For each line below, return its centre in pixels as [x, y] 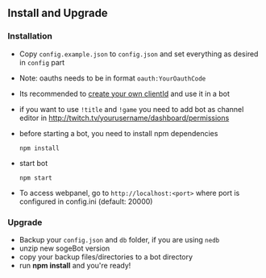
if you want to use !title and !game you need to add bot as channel [131, 109]
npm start [36, 178]
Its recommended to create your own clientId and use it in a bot [125, 93]
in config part [42, 62]
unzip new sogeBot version [64, 248]
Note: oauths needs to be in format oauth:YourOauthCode [112, 78]
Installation [30, 36]
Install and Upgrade [58, 13]
